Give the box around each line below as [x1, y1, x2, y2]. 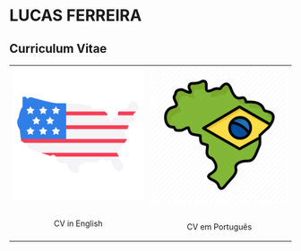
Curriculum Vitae [9, 41, 107, 56]
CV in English [53, 218, 103, 229]
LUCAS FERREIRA [9, 5, 142, 26]
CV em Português [186, 221, 253, 232]
